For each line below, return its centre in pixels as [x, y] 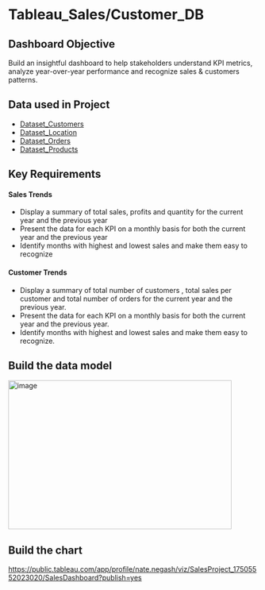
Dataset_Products [49, 149]
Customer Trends [38, 272]
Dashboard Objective [62, 44]
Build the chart [46, 550]
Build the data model [60, 366]
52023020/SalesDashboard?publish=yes [75, 578]
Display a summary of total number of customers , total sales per [126, 290]
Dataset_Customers [52, 124]
